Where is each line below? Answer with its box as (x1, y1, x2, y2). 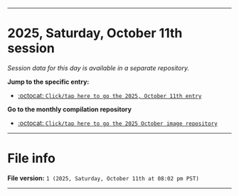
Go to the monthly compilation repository (7, 104, 132, 114)
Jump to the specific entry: (7, 77, 90, 86)
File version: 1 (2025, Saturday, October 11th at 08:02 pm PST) (7, 173, 199, 182)
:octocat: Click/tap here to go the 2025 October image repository (17, 119, 218, 127)
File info (7, 151, 55, 167)
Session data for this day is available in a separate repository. (7, 63, 190, 72)
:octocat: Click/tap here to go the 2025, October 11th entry (17, 91, 202, 99)
